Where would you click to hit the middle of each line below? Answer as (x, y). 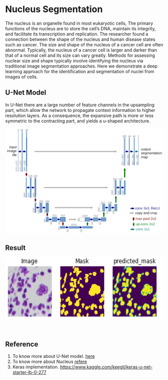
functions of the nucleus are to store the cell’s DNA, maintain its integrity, (80, 28)
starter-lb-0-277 (29, 372)
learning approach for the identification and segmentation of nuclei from (80, 71)
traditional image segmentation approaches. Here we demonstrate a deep (81, 66)
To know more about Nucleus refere (50, 362)
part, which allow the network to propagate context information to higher (80, 110)
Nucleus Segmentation (54, 9)
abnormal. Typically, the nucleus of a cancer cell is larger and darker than (81, 50)
